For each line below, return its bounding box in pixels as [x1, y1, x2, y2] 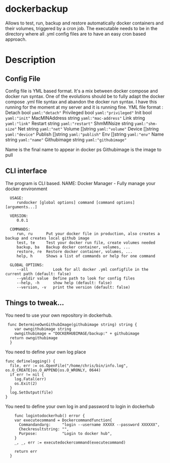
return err [14, 449, 38, 454]
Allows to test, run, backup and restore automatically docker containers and [5, 20, 164, 26]
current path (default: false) [5, 271, 72, 276]
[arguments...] [5, 204, 38, 210]
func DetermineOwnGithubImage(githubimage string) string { [7, 322, 138, 327]
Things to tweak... [5, 299, 64, 307]
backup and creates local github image [5, 236, 90, 241]
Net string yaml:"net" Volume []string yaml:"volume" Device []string [17, 125, 159, 132]
